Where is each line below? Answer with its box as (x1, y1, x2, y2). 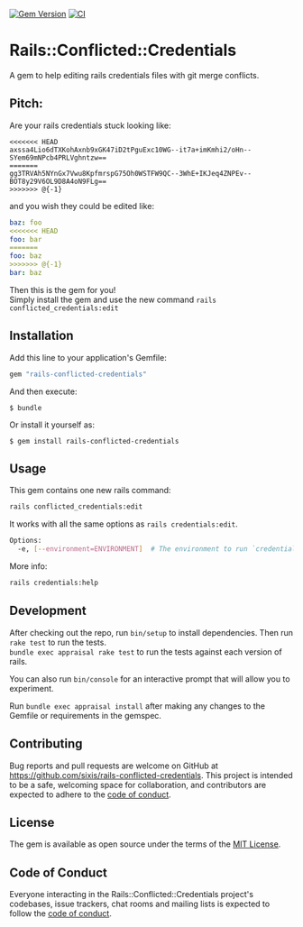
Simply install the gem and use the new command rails (9, 294, 216, 305)
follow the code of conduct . (9, 908, 113, 919)
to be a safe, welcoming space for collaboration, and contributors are (9, 779, 267, 790)
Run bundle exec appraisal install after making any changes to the (9, 700, 266, 711)
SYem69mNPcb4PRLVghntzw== (9, 153, 106, 162)
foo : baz (9, 252, 42, 261)
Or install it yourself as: (9, 419, 95, 430)
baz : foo (9, 217, 42, 227)
